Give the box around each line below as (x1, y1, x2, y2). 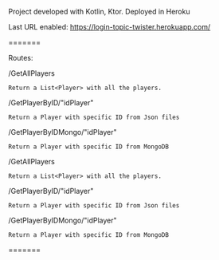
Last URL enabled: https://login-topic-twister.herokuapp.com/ (8, 22, 211, 31)
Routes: (8, 53, 33, 62)
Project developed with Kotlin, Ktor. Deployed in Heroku (8, 7, 190, 16)
